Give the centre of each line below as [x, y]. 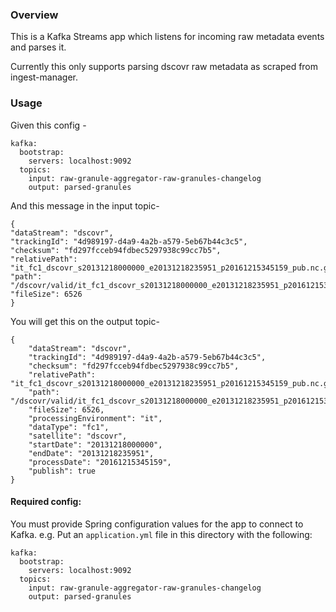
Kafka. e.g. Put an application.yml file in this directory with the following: [161, 534]
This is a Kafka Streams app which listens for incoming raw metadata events [167, 37]
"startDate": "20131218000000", [95, 444]
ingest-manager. [44, 77]
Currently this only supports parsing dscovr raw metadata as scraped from [164, 67]
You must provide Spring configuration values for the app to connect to [157, 524]
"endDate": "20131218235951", [91, 453]
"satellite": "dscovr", [78, 436]
